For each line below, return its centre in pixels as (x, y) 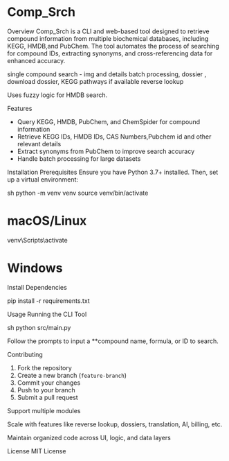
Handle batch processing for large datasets (79, 158)
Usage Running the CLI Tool (47, 314)
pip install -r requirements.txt (48, 301)
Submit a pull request (47, 397)
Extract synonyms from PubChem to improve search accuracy (106, 151)
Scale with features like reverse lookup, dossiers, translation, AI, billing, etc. (115, 424)
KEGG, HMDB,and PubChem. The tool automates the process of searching (113, 46)
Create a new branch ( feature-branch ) (72, 375)
